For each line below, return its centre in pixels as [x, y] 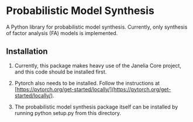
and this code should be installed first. [61, 72]
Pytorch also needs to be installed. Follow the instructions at [87, 83]
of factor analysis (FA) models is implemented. [62, 33]
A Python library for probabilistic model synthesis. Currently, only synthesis [97, 27]
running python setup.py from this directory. [68, 113]
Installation [27, 52]
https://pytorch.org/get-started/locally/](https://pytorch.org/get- [94, 89]
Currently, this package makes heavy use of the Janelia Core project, [98, 65]
